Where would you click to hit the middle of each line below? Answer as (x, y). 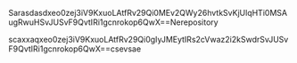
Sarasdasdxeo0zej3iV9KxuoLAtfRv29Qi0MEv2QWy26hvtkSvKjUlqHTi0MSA (148, 13)
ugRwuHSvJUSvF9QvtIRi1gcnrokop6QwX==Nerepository (114, 22)
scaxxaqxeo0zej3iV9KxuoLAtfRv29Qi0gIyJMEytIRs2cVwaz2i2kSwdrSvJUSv (148, 39)
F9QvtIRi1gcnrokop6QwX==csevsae (75, 49)
